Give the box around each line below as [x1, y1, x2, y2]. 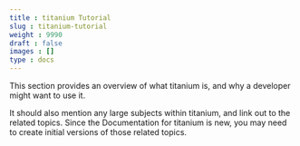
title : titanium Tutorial [9, 13, 111, 23]
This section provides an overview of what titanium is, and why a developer [9, 81, 291, 91]
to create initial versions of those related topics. [9, 127, 188, 137]
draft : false [9, 38, 63, 48]
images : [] [9, 47, 54, 56]
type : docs [9, 55, 54, 64]
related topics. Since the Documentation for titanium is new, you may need [9, 117, 287, 128]
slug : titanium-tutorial [9, 22, 107, 31]
